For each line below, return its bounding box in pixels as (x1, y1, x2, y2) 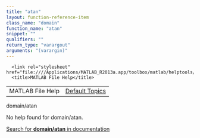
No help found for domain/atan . (6, 114, 83, 121)
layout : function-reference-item (6, 14, 89, 20)
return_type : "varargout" (6, 42, 70, 48)
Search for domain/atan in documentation (6, 125, 110, 132)
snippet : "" (6, 31, 36, 37)
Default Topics (65, 87, 106, 95)
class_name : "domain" (6, 20, 60, 26)
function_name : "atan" (6, 25, 62, 32)
